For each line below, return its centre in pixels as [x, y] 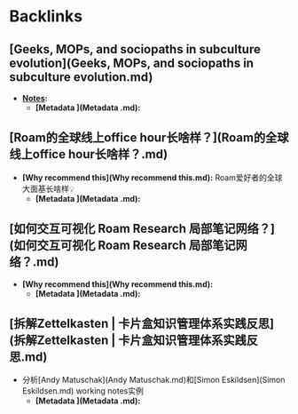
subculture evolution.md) [81, 77]
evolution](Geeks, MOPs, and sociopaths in [132, 63]
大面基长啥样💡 [48, 188]
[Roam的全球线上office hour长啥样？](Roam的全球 [149, 138]
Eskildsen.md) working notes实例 [82, 391]
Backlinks [46, 16]
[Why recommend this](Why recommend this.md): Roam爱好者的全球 [152, 177]
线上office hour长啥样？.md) [89, 154]
